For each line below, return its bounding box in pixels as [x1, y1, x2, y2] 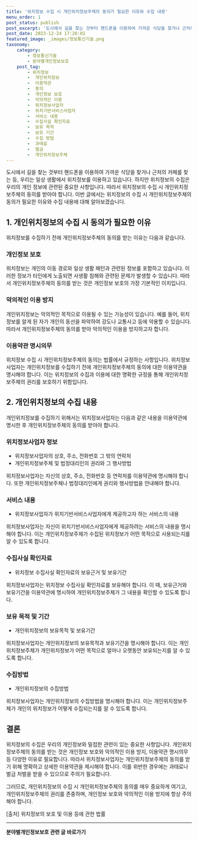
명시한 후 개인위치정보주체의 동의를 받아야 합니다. [6, 421, 120, 428]
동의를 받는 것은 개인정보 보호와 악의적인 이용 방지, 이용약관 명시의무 [31, 748, 189, 755]
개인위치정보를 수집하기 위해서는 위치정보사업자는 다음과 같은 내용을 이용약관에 [6, 414, 187, 421]
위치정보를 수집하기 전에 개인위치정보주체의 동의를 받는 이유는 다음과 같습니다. [6, 234, 186, 241]
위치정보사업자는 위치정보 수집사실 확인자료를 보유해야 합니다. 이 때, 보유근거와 [6, 581, 187, 588]
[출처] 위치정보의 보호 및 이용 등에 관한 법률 [6, 810, 106, 817]
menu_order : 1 [6, 14, 41, 20]
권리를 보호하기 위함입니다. [26, 378, 88, 385]
